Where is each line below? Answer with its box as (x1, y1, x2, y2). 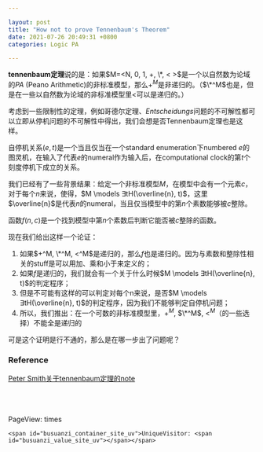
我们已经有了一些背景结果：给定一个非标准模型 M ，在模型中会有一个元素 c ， (8, 178, 253, 189)
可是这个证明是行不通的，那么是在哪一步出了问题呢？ (8, 335, 181, 344)
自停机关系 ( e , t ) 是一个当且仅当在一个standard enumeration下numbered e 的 (8, 142, 250, 152)
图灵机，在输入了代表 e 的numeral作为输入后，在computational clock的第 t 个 (8, 153, 251, 162)
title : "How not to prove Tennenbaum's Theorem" (8, 25, 170, 34)
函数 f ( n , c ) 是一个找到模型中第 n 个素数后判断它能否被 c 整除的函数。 (8, 215, 221, 225)
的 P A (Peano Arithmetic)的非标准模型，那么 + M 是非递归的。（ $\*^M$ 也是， (8, 79, 247, 89)
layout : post (8, 18, 51, 26)
